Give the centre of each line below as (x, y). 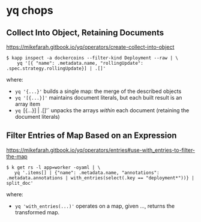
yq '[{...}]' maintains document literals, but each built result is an (98, 97)
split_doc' (20, 183)
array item (28, 104)
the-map (17, 156)
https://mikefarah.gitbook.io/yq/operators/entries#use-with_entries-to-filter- (101, 150)
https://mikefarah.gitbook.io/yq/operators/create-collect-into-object (90, 47)
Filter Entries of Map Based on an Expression (91, 136)
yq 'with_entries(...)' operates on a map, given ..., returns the (95, 206)
